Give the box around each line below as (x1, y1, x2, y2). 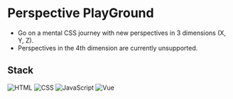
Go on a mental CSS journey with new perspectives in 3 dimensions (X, (17, 28, 226, 37)
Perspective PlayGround (7, 5, 154, 21)
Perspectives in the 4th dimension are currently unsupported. (17, 43, 198, 52)
